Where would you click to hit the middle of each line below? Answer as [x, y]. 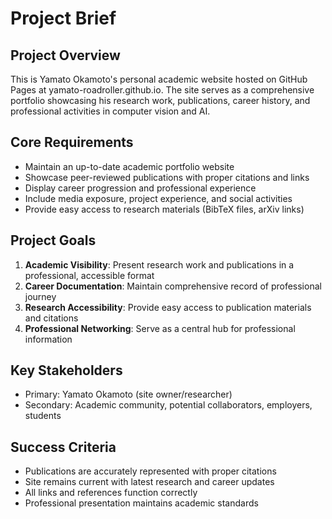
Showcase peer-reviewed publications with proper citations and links [167, 177]
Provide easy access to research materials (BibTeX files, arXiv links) [164, 209]
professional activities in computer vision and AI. [110, 111]
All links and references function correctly [111, 493]
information [48, 339]
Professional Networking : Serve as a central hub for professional [160, 328]
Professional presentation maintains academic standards [141, 503]
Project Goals [53, 240]
